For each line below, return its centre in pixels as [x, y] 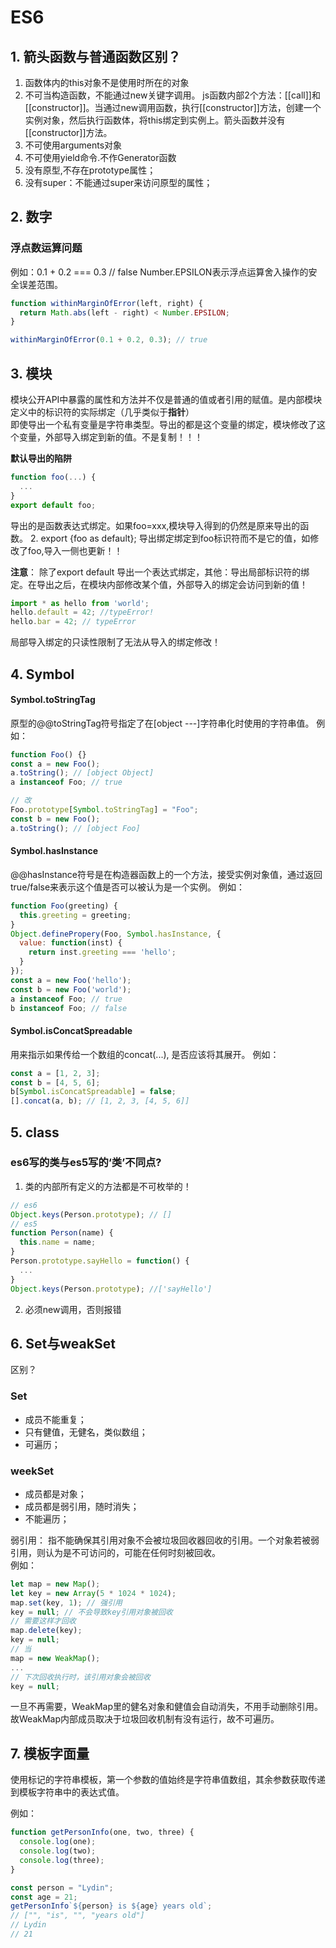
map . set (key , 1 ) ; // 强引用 [66, 1602]
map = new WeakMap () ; [55, 1658]
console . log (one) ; [58, 1842]
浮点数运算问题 [46, 248]
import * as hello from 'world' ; [80, 603]
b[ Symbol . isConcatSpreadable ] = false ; [93, 1092]
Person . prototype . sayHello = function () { [100, 1261]
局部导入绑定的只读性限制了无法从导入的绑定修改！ [115, 642]
